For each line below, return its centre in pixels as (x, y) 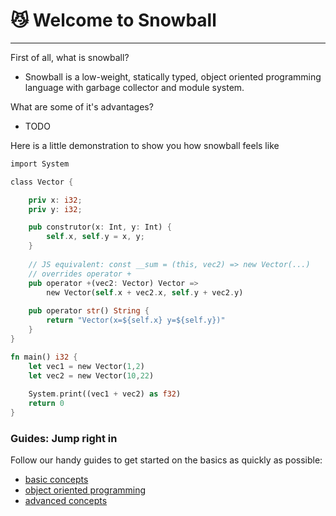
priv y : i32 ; (55, 209)
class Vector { (42, 182)
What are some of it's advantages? (82, 106)
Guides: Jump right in (64, 438)
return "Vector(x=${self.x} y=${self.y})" (136, 320)
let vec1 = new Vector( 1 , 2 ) (86, 366)
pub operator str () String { (89, 311)
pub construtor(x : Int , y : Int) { (100, 227)
